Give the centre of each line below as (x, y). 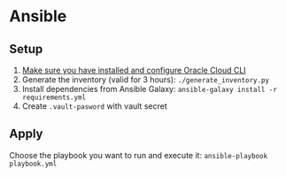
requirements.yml (54, 97)
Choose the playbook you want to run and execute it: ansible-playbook (139, 155)
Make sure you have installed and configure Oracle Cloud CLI (134, 70)
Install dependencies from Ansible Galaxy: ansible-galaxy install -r (149, 89)
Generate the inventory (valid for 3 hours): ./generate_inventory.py (146, 80)
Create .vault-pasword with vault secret (94, 106)
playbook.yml (33, 164)
